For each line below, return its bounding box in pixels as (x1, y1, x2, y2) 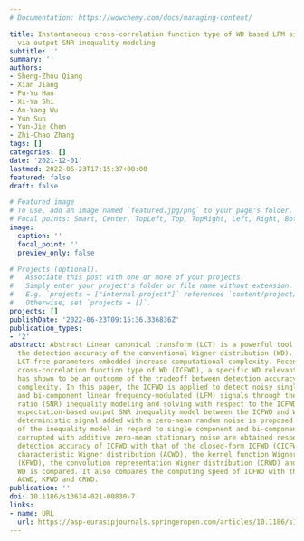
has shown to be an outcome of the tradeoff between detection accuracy (17, 373, 298, 383)
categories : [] (9, 148, 67, 157)
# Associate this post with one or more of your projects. (9, 273, 245, 282)
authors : (9, 63, 43, 72)
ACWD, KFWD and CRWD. (17, 475, 100, 485)
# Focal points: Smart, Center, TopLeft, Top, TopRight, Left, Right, (9, 215, 281, 224)
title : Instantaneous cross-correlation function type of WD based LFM (9, 29, 285, 39)
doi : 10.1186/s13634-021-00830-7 (9, 492, 136, 501)
